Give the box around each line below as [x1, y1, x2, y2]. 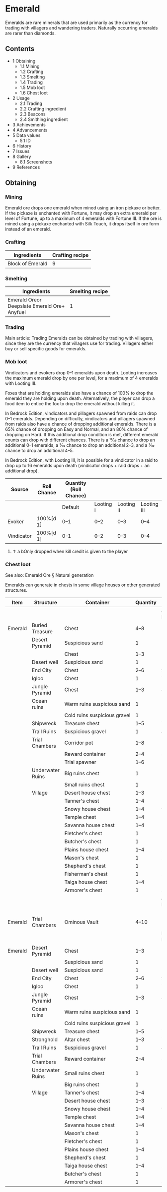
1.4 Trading [19, 79, 43, 85]
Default [62, 503, 80, 510]
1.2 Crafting [19, 68, 44, 74]
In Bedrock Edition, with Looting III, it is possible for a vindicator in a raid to [5, 457, 158, 463]
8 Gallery [12, 153, 31, 159]
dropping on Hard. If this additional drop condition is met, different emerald [5, 431, 159, 437]
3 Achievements [12, 121, 46, 127]
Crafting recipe [52, 251, 89, 258]
